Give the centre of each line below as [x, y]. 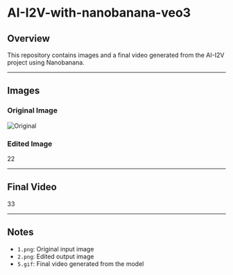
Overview [29, 39]
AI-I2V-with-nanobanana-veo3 [99, 13]
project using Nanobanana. [46, 62]
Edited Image [30, 144]
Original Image [32, 110]
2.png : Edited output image [55, 256]
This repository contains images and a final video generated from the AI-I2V [116, 55]
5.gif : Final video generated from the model [80, 264]
